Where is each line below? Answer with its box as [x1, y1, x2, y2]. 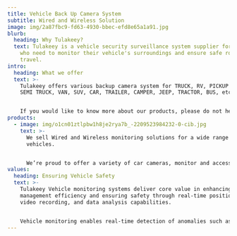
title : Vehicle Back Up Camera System [7, 10, 121, 18]
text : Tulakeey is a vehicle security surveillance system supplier [13, 43, 219, 50]
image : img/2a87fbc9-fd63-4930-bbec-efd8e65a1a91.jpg [7, 23, 169, 30]
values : [7, 166, 30, 173]
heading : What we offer [13, 69, 83, 76]
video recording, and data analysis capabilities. [20, 199, 172, 206]
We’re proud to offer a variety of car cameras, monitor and [25, 159, 210, 166]
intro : [7, 63, 27, 70]
